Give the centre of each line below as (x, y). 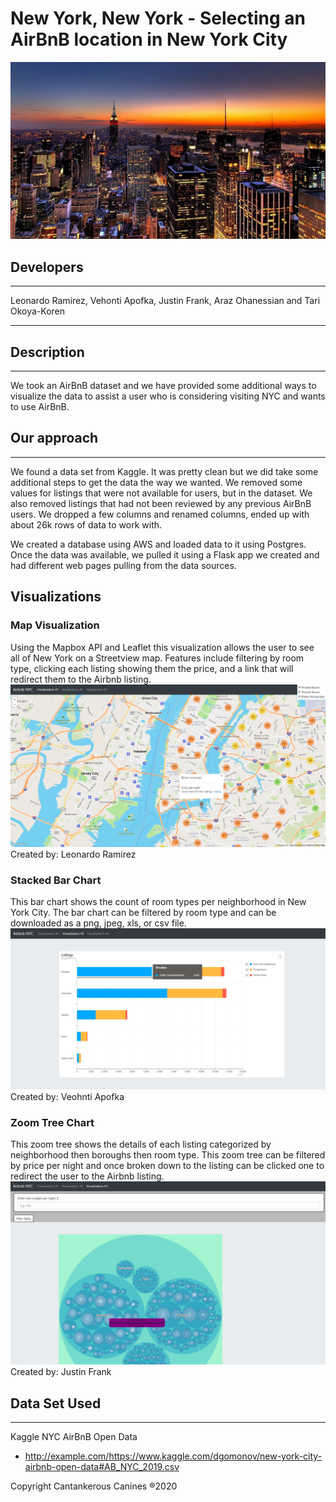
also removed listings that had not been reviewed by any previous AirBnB (161, 503)
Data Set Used (56, 1403)
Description (47, 352)
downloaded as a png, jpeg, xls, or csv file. (98, 923)
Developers (47, 267)
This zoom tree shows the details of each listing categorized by (141, 1144)
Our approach (54, 438)
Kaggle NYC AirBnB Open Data (74, 1437)
